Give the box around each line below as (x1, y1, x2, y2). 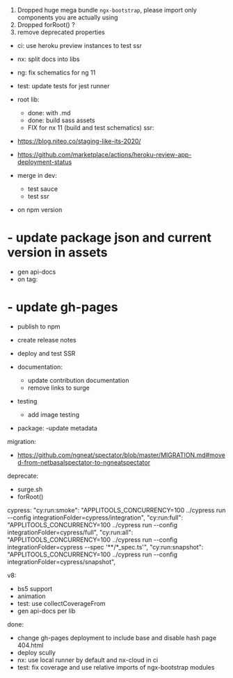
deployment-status (17, 158, 72, 166)
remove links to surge (27, 383, 90, 392)
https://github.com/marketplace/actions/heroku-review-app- (17, 151, 192, 158)
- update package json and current (7, 230, 212, 246)
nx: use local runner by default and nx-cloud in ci (17, 656, 159, 664)
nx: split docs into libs (17, 55, 80, 63)
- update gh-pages (7, 299, 118, 315)
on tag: (17, 274, 38, 283)
